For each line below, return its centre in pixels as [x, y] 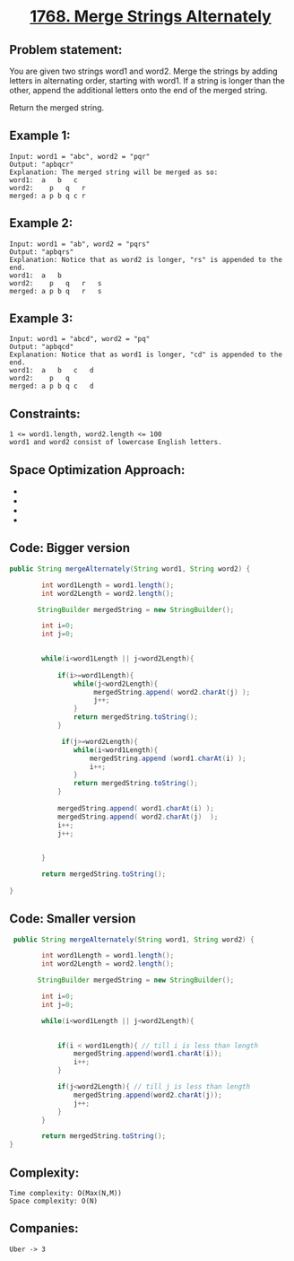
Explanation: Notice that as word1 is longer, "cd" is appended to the [146, 355]
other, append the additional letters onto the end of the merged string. [138, 90]
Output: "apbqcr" [42, 164]
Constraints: [45, 413]
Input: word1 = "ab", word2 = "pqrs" [80, 244]
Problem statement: [66, 50]
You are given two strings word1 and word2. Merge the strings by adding [143, 71]
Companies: [44, 1228]
